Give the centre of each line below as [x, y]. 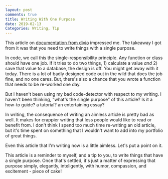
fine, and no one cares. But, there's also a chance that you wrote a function [83, 79]
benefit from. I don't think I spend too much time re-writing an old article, [80, 125]
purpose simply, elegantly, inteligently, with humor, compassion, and [76, 166]
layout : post [19, 10]
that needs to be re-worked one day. [43, 84]
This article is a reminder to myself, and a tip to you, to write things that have [84, 155]
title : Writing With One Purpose [40, 19]
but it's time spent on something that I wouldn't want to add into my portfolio [84, 130]
